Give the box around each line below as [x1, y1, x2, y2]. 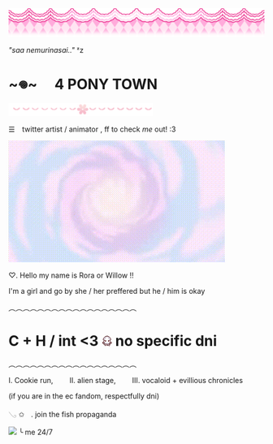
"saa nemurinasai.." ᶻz [8, 45, 84, 54]
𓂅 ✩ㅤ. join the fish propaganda [8, 410, 117, 420]
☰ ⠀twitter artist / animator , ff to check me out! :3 [8, 124, 176, 134]
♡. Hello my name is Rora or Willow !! [8, 270, 134, 280]
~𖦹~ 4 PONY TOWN [8, 75, 158, 93]
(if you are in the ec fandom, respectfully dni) [8, 391, 160, 401]
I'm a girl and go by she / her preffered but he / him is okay [8, 286, 206, 295]
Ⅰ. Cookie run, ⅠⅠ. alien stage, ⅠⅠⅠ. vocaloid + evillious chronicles [8, 376, 244, 386]
